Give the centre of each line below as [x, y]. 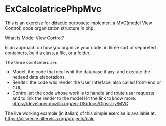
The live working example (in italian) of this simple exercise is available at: [81, 113]
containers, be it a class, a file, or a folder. [48, 53]
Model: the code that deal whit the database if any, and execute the [81, 72]
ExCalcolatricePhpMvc [53, 9]
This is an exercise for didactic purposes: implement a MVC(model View [79, 23]
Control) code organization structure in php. [50, 28]
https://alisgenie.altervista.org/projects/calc [50, 118]
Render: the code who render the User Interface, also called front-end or [86, 82]
